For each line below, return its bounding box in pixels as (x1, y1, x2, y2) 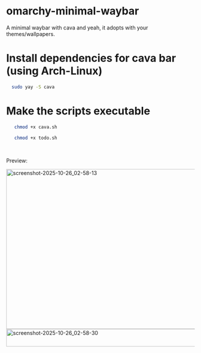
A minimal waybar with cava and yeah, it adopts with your (6, 24, 148, 31)
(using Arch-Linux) (6, 64, 103, 78)
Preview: (6, 157, 28, 164)
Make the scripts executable (6, 104, 151, 117)
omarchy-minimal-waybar (6, 4, 139, 18)
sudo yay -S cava (11, 84, 55, 90)
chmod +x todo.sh (14, 135, 58, 141)
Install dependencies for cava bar (6, 52, 176, 65)
